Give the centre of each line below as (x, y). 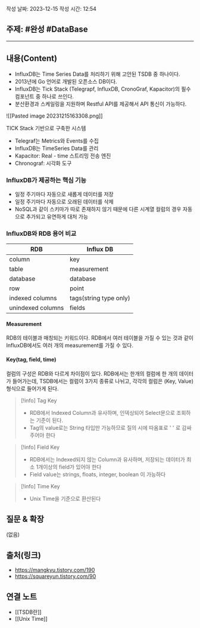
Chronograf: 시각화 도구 (43, 163)
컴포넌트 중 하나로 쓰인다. (44, 96)
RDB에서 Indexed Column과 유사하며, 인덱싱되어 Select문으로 (102, 412)
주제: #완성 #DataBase (47, 30)
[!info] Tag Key (39, 400)
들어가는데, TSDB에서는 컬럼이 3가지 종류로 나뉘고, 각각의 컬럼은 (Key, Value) (103, 381)
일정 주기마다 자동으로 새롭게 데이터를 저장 (64, 194)
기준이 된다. (50, 420)
